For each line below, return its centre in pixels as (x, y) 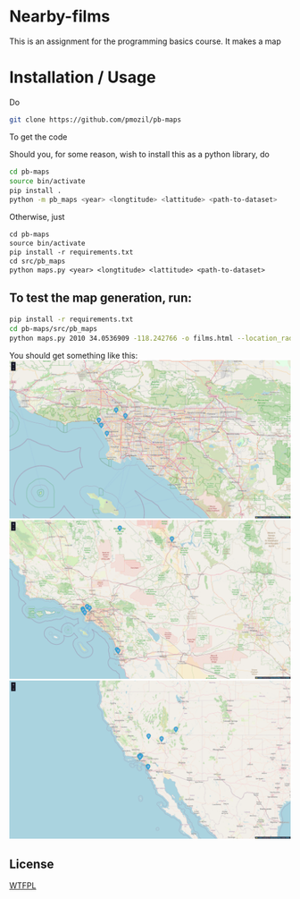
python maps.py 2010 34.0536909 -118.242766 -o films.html (121, 338)
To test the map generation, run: (100, 297)
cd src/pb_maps (37, 261)
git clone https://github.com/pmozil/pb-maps (95, 119)
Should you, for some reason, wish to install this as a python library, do (139, 154)
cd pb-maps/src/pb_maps (54, 328)
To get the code (38, 137)
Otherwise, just (37, 217)
